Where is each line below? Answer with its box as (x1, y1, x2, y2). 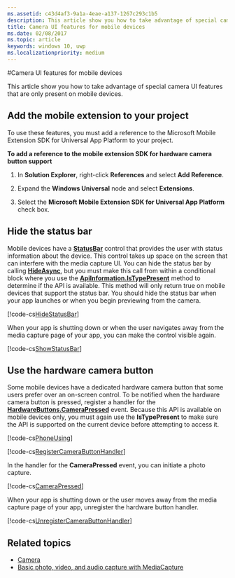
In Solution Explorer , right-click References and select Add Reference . (17, 170, 224, 179)
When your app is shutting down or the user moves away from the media (7, 495, 218, 504)
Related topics (7, 537, 71, 549)
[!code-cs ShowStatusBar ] (7, 344, 83, 352)
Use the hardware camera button (7, 364, 154, 376)
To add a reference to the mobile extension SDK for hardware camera (7, 149, 212, 158)
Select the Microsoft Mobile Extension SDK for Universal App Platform (17, 198, 225, 206)
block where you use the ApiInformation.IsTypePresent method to (7, 274, 201, 282)
